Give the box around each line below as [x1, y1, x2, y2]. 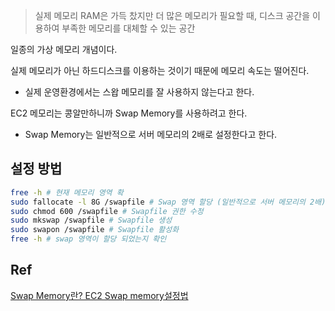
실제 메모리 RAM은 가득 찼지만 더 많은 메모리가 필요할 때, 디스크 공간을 [34, 10, 311, 21]
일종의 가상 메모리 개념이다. [10, 44, 118, 55]
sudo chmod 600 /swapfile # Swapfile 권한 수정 [10, 206, 204, 216]
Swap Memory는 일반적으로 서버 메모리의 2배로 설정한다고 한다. [24, 129, 278, 140]
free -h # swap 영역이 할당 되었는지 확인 [10, 234, 167, 244]
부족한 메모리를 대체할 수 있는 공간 [61, 22, 196, 34]
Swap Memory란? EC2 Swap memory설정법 [10, 289, 189, 301]
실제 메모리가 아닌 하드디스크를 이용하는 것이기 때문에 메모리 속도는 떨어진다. [10, 65, 310, 76]
